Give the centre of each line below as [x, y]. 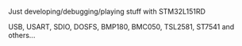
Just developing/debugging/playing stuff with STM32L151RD [107, 11]
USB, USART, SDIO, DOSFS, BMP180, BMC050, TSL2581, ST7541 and [121, 27]
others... [22, 35]
